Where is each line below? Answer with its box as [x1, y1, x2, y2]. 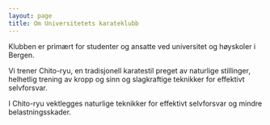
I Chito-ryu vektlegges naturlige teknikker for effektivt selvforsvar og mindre [8, 98, 263, 108]
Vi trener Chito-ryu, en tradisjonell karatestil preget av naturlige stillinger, [8, 65, 251, 75]
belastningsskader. [8, 106, 71, 117]
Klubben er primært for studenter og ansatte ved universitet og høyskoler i [8, 41, 256, 51]
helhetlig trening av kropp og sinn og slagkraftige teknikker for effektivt [8, 74, 245, 84]
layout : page [8, 11, 53, 20]
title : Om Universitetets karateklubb [8, 19, 139, 27]
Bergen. [8, 50, 35, 60]
